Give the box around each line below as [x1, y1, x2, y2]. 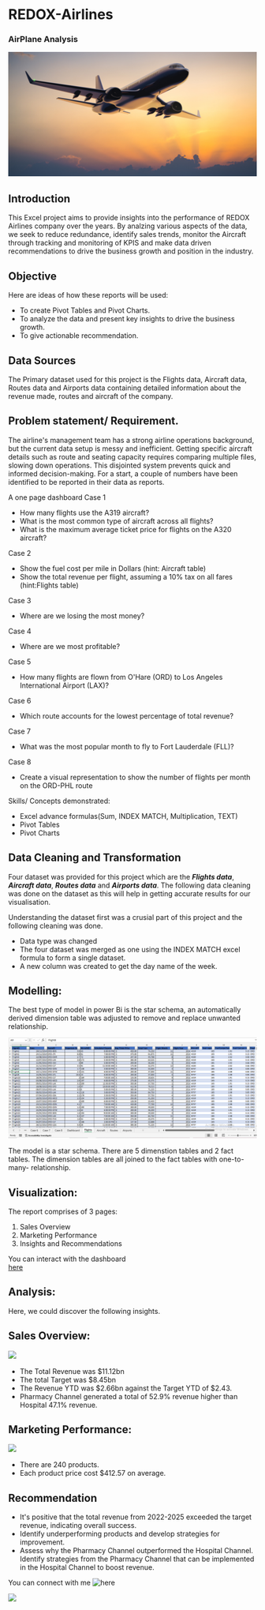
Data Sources [8, 354, 77, 367]
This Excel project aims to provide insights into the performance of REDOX [8, 213, 250, 223]
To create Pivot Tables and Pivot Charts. [19, 306, 151, 315]
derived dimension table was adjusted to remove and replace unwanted [8, 1013, 241, 1023]
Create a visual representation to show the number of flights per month [19, 772, 251, 782]
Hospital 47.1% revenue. [19, 1400, 98, 1409]
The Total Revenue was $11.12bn [19, 1366, 125, 1375]
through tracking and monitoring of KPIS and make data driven [8, 238, 211, 248]
